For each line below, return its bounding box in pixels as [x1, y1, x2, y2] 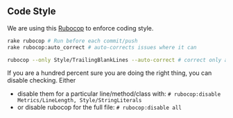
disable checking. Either [7, 76, 76, 85]
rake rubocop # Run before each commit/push [7, 37, 138, 44]
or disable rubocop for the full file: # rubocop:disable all [17, 103, 182, 112]
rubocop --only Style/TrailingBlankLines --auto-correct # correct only [7, 56, 222, 63]
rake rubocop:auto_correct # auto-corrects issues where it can [7, 44, 197, 51]
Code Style [7, 6, 56, 17]
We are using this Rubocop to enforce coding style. [7, 24, 154, 32]
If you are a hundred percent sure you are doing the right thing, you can [7, 69, 212, 77]
